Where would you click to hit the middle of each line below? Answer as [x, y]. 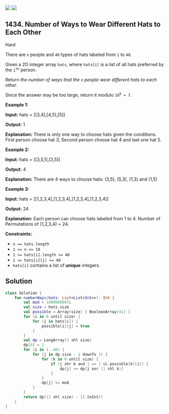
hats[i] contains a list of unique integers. [56, 265]
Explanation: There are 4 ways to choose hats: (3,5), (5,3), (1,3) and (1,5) [81, 179]
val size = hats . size [46, 307]
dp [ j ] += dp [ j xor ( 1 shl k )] [92, 369]
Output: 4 [16, 169]
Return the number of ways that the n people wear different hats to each [81, 79]
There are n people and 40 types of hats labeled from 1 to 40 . [69, 54]
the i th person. [21, 70]
